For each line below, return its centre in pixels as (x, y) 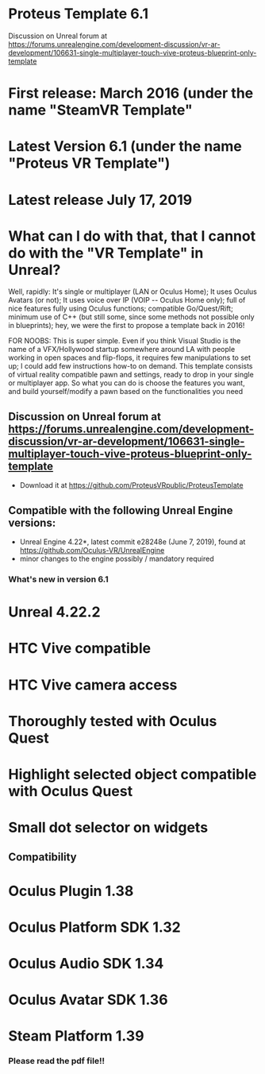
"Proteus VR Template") (89, 163)
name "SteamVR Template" (100, 110)
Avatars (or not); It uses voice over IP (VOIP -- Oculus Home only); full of (127, 300)
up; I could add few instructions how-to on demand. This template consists (131, 366)
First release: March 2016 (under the (131, 93)
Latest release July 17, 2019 (100, 200)
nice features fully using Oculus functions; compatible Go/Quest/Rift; (121, 309)
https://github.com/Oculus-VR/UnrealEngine (92, 551)
